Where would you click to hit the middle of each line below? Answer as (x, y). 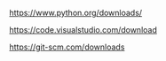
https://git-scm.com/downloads (67, 47)
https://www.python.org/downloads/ (76, 13)
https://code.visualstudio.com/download (83, 30)
